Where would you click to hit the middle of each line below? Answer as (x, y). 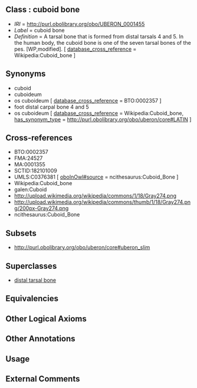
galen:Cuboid (30, 190)
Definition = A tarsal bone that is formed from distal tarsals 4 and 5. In (99, 36)
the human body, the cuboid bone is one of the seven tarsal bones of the (102, 42)
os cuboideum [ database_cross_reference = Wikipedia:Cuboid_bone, (99, 113)
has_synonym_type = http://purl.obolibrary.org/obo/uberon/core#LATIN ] (103, 119)
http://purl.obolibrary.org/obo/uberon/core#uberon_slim (82, 248)
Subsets (21, 233)
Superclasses (31, 266)
